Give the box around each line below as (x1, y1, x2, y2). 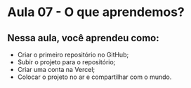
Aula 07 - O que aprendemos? (7, 4, 185, 20)
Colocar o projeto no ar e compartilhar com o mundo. (17, 73, 172, 81)
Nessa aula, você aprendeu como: (7, 32, 159, 44)
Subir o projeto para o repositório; (17, 58, 116, 66)
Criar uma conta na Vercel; (17, 66, 95, 73)
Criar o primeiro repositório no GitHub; (17, 50, 129, 59)
